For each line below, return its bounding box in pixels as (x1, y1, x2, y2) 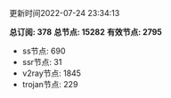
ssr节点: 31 (21, 57, 62, 67)
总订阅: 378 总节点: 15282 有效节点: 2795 (9, 27, 163, 37)
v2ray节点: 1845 (21, 68, 82, 78)
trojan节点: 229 (21, 79, 78, 89)
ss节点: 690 (21, 45, 66, 56)
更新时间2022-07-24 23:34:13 (9, 8, 120, 18)
